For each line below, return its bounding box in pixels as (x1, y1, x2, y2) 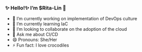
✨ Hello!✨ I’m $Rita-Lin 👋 (5, 4, 66, 11)
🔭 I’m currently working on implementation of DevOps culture (12, 16, 138, 22)
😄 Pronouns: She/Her (12, 37, 57, 43)
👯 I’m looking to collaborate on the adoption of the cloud (12, 26, 127, 32)
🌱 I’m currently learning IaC (12, 21, 68, 27)
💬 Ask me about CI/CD (12, 32, 58, 38)
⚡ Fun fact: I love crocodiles (12, 42, 69, 49)
